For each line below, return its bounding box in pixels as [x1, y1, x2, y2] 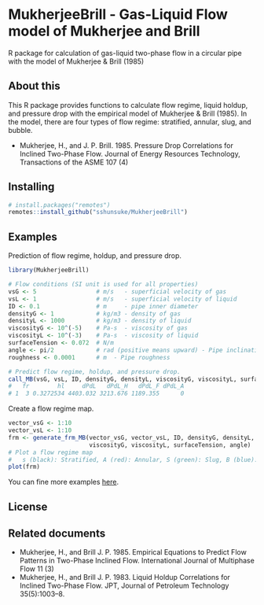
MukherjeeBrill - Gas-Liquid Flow [8, 6, 228, 24]
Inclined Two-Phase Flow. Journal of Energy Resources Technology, [19, 149, 241, 158]
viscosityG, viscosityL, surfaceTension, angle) [89, 441, 251, 449]
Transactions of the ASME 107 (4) [19, 157, 129, 167]
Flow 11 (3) [19, 564, 55, 574]
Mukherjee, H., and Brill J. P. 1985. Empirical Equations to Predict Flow [19, 548, 247, 557]
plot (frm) [8, 463, 41, 471]
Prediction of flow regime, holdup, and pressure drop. [8, 251, 182, 260]
